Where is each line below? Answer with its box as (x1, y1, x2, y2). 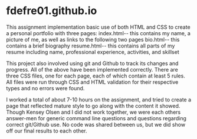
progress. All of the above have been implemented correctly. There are (6, 66, 178, 73)
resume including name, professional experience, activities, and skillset (6, 48, 179, 55)
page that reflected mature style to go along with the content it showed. (6, 102, 180, 109)
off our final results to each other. (6, 127, 87, 134)
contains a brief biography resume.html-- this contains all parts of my (6, 42, 175, 49)
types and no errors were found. (6, 84, 85, 91)
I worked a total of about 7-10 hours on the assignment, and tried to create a (6, 96, 192, 103)
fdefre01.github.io (6, 4, 97, 18)
